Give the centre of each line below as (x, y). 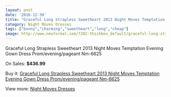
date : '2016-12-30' (26, 15)
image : (12, 34)
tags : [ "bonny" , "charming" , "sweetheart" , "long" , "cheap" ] (67, 29)
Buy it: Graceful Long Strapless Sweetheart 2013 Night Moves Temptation (82, 74)
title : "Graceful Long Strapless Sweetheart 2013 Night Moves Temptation (85, 19)
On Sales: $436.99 (25, 64)
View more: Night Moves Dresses (40, 89)
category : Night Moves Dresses (38, 24)
